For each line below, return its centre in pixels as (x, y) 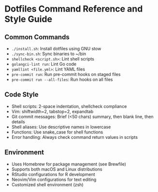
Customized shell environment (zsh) (47, 184)
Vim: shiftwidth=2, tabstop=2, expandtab (52, 111)
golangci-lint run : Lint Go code (44, 64)
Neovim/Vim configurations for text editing (54, 179)
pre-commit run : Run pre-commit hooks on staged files (66, 74)
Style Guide (29, 19)
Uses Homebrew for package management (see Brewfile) (69, 164)
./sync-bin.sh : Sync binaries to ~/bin (49, 54)
